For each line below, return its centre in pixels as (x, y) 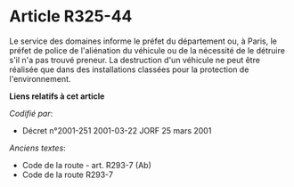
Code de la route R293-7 (68, 175)
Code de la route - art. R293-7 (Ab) (86, 165)
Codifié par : (31, 113)
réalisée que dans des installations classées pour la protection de (129, 69)
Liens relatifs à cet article (57, 96)
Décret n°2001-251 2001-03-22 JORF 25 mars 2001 (117, 130)
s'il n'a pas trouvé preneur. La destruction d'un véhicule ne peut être (135, 60)
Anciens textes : (38, 148)
